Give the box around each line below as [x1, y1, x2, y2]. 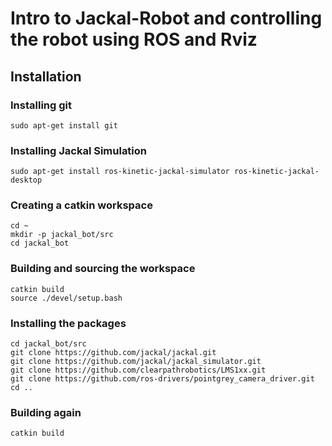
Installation [10, 68, 82, 85]
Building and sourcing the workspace [10, 262, 196, 276]
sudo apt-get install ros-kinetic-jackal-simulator [10, 167, 230, 177]
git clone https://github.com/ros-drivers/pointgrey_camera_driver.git [10, 374, 315, 384]
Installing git [10, 98, 72, 112]
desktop [10, 175, 43, 186]
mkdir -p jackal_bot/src [10, 230, 114, 240]
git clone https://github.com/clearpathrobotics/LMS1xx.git [10, 365, 267, 376]
